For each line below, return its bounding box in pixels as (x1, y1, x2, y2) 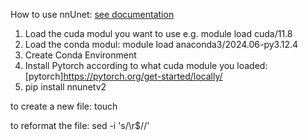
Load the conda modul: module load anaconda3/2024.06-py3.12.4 (24, 39, 299, 50)
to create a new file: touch (10, 100, 118, 112)
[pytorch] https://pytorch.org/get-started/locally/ (24, 70, 223, 82)
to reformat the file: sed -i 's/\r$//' (10, 120, 150, 131)
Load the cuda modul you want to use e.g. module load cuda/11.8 (24, 28, 293, 39)
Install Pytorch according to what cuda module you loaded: (24, 60, 268, 71)
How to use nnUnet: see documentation (10, 9, 175, 20)
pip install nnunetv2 (24, 81, 107, 93)
